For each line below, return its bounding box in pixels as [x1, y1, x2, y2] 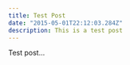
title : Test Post [8, 11, 66, 20]
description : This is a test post [8, 26, 124, 34]
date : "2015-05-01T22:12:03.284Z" [8, 19, 124, 27]
